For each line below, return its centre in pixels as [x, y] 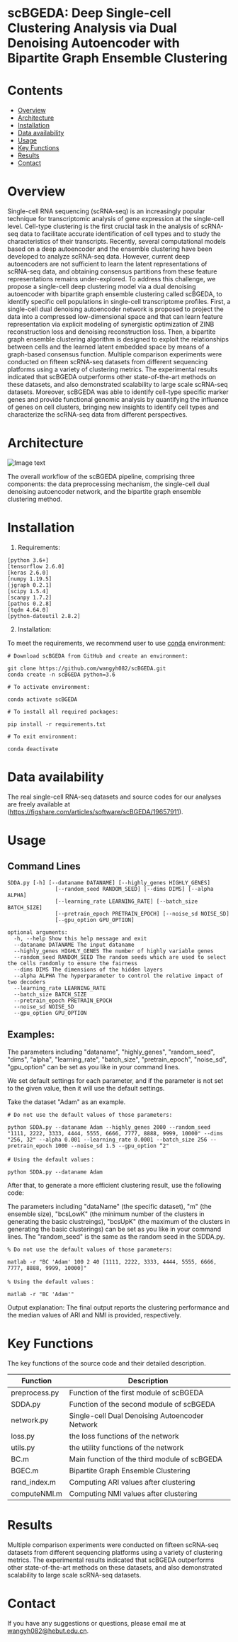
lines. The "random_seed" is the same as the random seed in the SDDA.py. [116, 1236]
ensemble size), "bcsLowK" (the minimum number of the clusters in [106, 1214]
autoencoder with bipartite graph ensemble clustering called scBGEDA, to [115, 294]
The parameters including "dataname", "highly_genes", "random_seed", [111, 1052]
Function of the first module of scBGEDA [136, 1393]
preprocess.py [35, 1393]
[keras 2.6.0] [28, 573]
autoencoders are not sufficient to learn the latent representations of [107, 264]
